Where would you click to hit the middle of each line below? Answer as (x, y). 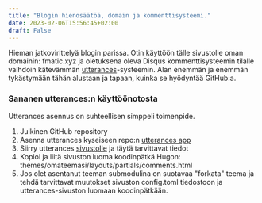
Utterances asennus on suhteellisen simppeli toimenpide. (102, 116)
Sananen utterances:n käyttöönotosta (83, 98)
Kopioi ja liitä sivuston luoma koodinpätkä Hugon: (100, 156)
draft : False (30, 30)
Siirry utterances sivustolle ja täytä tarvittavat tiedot (104, 148)
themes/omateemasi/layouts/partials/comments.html (106, 165)
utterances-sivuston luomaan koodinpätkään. (94, 190)
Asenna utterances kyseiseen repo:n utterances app (105, 140)
